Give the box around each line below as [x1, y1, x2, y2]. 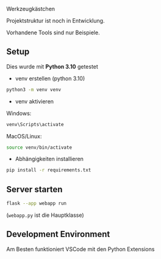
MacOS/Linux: [6, 132, 42, 140]
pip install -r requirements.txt [6, 167, 91, 173]
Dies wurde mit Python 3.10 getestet [6, 62, 99, 70]
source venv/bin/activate [6, 144, 72, 151]
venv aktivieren [15, 97, 54, 105]
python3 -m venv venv [6, 86, 62, 92]
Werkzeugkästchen [6, 6, 55, 12]
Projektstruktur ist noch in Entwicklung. [6, 17, 105, 24]
